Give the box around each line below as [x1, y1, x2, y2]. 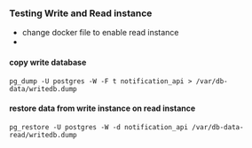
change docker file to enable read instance [21, 27, 179, 38]
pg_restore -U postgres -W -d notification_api [9, 122, 189, 131]
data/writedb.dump [9, 84, 77, 93]
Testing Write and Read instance [9, 7, 153, 19]
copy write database [9, 57, 87, 67]
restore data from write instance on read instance [9, 103, 196, 113]
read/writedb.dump [9, 130, 77, 139]
